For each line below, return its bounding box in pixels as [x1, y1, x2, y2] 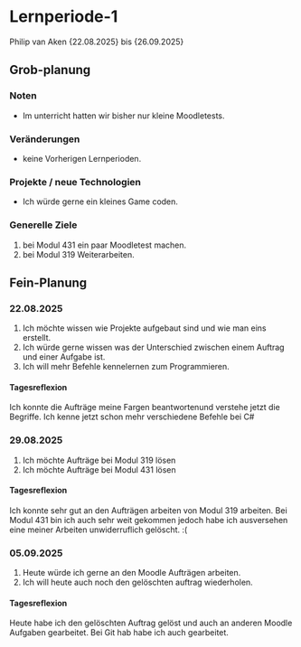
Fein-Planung [9, 275, 88, 290]
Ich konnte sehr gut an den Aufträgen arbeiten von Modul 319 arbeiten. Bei [9, 504, 287, 516]
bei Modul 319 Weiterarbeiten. [22, 248, 135, 259]
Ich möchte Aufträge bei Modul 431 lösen [22, 464, 176, 475]
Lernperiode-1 [9, 6, 118, 27]
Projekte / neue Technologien [9, 175, 142, 188]
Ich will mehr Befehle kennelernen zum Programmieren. [22, 361, 230, 372]
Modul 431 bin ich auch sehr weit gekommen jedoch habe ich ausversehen [9, 514, 288, 525]
